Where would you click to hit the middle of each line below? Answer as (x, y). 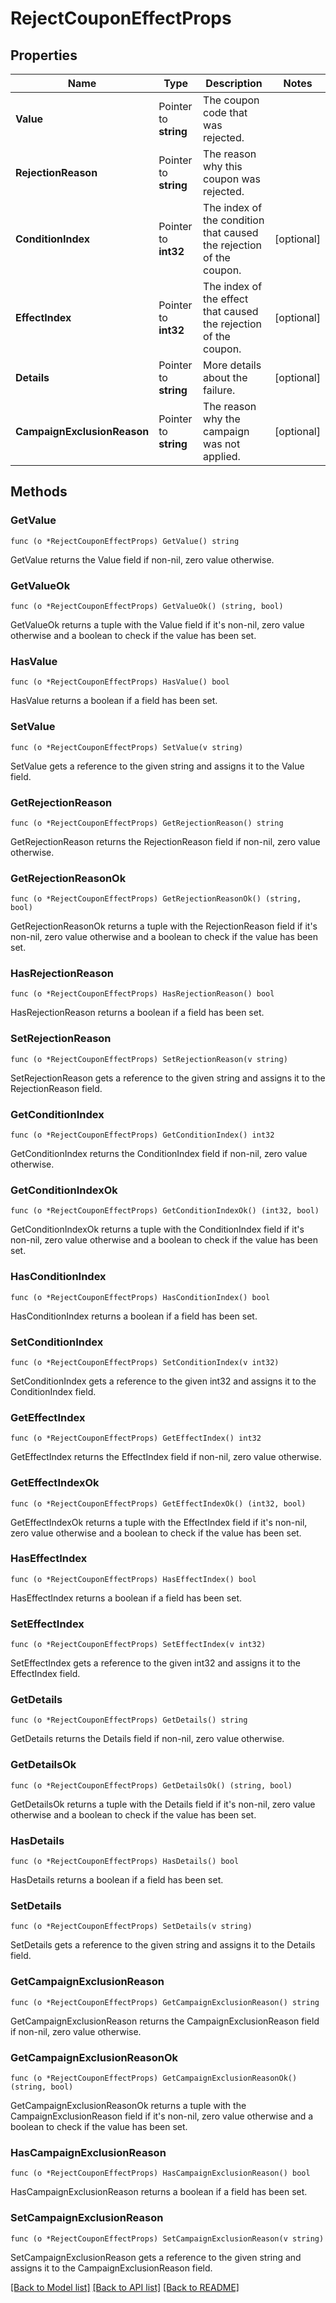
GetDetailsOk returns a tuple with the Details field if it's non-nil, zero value (163, 1804)
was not (222, 444)
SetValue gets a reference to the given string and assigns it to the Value (157, 766)
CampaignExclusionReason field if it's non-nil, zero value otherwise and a (162, 2116)
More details (232, 365)
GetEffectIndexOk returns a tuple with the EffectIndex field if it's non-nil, (159, 1522)
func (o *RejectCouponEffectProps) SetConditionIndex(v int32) (145, 1362)
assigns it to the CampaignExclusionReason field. (111, 2268)
